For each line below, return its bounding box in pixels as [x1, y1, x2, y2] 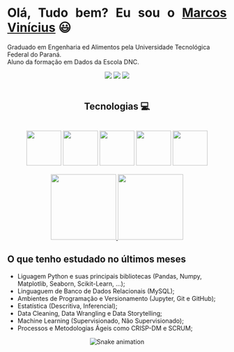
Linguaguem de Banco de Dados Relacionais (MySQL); [17, 286, 175, 295]
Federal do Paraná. [7, 50, 62, 59]
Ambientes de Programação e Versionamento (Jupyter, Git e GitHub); [17, 294, 216, 302]
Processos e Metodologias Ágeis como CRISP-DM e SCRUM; [17, 323, 193, 332]
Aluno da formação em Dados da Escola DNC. [7, 57, 139, 66]
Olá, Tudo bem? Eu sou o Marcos [7, 5, 227, 21]
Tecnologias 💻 [84, 101, 150, 112]
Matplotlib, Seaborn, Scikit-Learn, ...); [17, 279, 125, 288]
